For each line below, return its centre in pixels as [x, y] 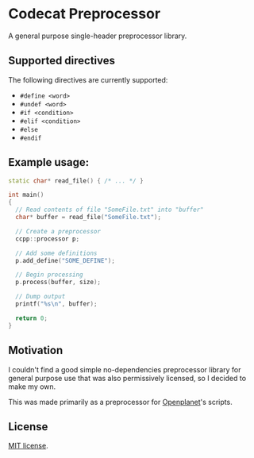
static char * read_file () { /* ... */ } [76, 181]
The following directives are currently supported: [88, 79]
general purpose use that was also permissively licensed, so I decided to [127, 378]
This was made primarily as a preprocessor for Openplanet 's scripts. [120, 402]
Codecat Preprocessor [85, 14]
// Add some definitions [56, 253]
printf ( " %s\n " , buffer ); [56, 304]
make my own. [32, 387]
